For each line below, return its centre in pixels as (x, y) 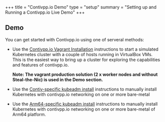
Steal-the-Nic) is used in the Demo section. (58, 79)
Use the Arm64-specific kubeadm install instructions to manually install (85, 104)
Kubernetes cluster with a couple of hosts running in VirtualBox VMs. (82, 54)
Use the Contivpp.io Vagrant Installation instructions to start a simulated (85, 49)
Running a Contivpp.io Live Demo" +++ (45, 12)
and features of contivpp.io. (41, 65)
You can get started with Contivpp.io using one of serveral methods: (75, 39)
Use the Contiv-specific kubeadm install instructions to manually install (84, 89)
